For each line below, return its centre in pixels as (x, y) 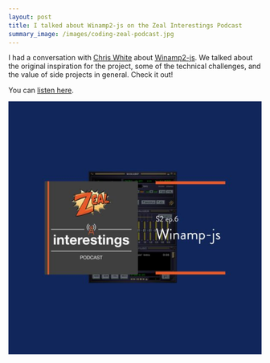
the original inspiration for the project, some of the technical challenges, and (135, 66)
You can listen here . (41, 90)
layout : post (30, 17)
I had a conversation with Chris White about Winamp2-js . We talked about (131, 58)
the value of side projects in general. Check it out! (91, 75)
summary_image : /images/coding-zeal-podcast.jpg (91, 34)
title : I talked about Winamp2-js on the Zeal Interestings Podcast (125, 25)
